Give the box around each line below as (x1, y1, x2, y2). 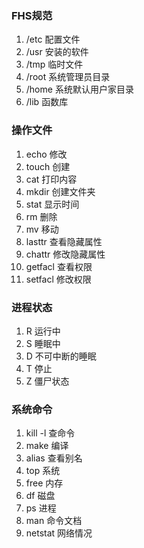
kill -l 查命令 (25, 427, 76, 439)
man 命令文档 (25, 515, 83, 527)
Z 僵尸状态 (25, 375, 70, 387)
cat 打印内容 (25, 173, 78, 185)
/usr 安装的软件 (25, 46, 89, 58)
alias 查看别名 (25, 452, 83, 464)
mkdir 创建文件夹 (25, 185, 96, 197)
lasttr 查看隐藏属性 (25, 235, 103, 247)
